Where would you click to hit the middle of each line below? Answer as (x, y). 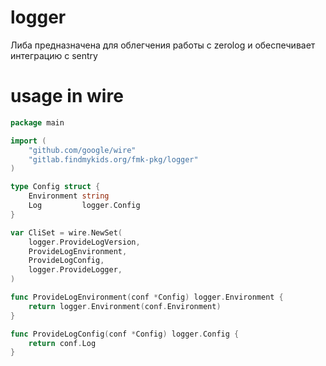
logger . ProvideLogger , (75, 270)
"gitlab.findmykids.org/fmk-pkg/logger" (113, 159)
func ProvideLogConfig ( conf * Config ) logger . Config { (125, 334)
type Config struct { (55, 187)
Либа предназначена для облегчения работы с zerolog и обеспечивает (163, 45)
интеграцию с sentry (54, 55)
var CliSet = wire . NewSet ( (66, 232)
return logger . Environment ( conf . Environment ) (125, 306)
